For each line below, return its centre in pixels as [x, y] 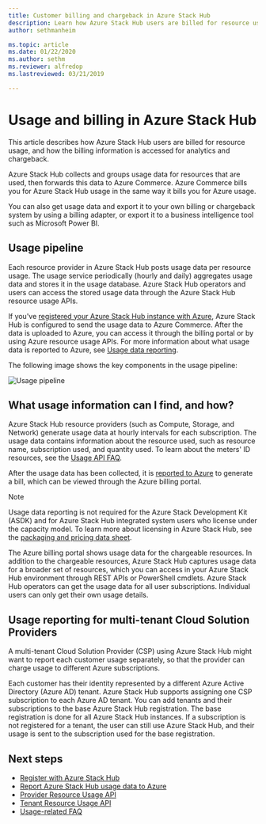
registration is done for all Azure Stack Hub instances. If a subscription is [127, 717]
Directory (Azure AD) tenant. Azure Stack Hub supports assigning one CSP [130, 692]
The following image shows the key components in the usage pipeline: [123, 365]
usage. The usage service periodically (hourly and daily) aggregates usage [131, 275]
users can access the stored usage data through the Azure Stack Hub [122, 292]
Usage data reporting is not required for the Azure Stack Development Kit [128, 512]
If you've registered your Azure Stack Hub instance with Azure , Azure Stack [132, 316]
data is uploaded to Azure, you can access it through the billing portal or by [131, 332]
